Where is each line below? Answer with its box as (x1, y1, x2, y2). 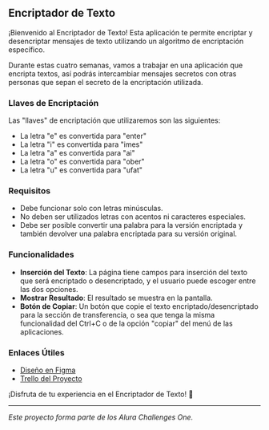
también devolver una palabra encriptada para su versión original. (19, 229, 238, 239)
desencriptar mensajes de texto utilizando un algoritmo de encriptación (8, 36, 244, 46)
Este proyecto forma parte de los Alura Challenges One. (8, 412, 194, 422)
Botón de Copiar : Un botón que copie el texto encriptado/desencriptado (19, 301, 259, 311)
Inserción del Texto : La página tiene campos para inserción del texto (19, 267, 248, 277)
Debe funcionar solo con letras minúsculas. (19, 204, 163, 213)
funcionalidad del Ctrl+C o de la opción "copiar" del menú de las (19, 318, 234, 328)
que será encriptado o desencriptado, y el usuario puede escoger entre (19, 276, 256, 286)
